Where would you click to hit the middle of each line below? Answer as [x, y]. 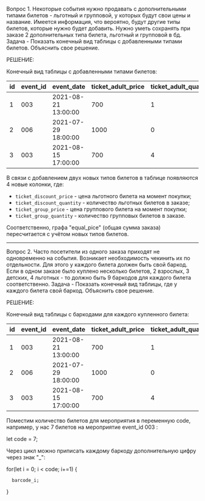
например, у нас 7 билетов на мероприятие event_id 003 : [82, 427]
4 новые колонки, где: [35, 184]
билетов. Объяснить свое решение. [53, 48]
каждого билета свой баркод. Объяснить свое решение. [80, 291]
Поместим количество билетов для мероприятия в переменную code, [99, 421]
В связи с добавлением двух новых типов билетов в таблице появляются [102, 178]
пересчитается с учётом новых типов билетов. [68, 234]
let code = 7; [22, 439]
